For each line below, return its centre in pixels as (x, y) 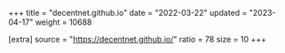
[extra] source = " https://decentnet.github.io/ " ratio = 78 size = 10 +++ (138, 39)
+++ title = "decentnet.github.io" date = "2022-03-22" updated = (128, 13)
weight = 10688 (63, 22)
